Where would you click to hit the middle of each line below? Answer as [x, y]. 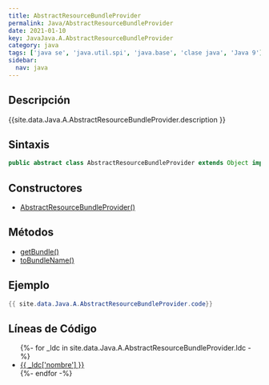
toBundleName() [47, 260]
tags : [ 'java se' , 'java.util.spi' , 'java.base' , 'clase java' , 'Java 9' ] [136, 53]
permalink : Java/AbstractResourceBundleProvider [91, 23]
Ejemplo [29, 285]
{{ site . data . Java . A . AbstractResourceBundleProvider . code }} [111, 304]
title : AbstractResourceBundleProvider [75, 16]
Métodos [31, 233]
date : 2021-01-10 [37, 30]
